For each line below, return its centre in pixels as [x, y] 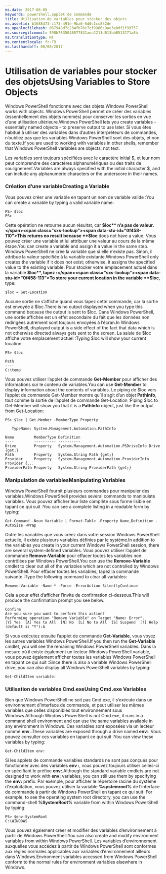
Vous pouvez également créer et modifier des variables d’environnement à [81, 830]
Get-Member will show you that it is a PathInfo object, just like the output [80, 405]
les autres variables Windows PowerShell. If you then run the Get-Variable [80, 641]
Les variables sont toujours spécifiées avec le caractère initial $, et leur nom [83, 158]
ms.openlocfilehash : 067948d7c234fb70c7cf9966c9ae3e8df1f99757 [72, 28]
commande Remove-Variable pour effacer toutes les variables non [73, 556]
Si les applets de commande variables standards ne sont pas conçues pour [82, 760]
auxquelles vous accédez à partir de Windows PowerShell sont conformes [81, 846]
